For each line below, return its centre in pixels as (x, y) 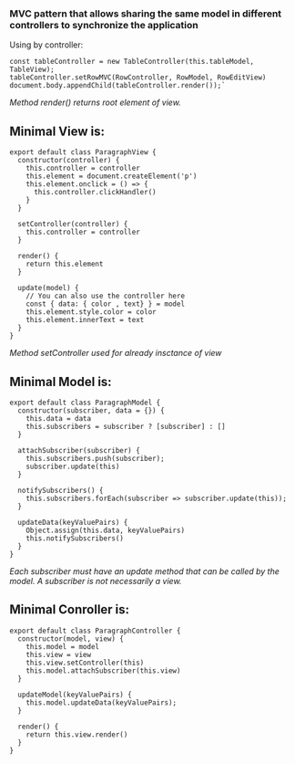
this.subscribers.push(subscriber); (96, 458)
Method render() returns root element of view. (96, 102)
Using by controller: (46, 45)
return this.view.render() (77, 734)
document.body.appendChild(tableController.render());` (117, 86)
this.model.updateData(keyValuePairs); (102, 702)
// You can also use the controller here (105, 296)
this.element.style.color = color (91, 312)
